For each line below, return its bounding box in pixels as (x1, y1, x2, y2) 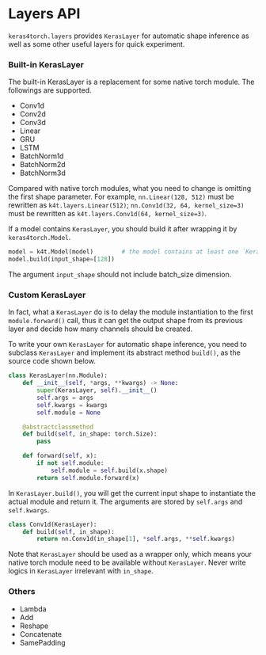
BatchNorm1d (19, 151, 64, 161)
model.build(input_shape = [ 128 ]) (8, 255, 115, 264)
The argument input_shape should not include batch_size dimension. (8, 269, 232, 279)
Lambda (19, 604, 47, 614)
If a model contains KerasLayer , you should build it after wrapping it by (8, 224, 237, 234)
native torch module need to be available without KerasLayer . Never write (8, 558, 247, 567)
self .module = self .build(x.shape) (50, 466, 169, 474)
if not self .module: (36, 459, 104, 467)
